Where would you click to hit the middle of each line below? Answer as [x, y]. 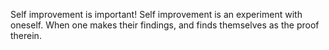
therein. [26, 35]
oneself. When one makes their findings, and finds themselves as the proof [165, 25]
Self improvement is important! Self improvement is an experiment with [156, 14]
